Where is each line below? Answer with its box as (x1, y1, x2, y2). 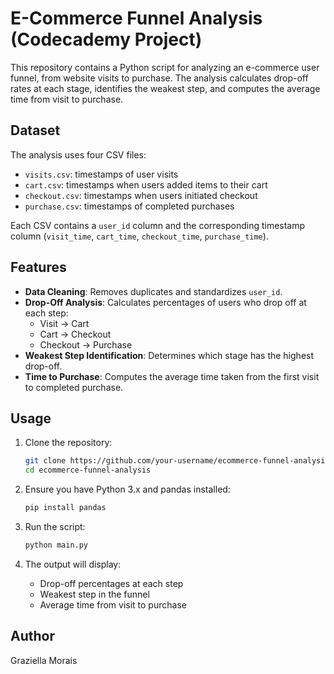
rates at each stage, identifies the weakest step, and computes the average (10, 82, 321, 94)
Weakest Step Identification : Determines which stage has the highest (24, 349, 315, 361)
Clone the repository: (24, 437, 113, 449)
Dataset (10, 122, 61, 139)
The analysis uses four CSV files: (10, 148, 147, 161)
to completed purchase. (24, 381, 124, 393)
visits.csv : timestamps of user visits (24, 168, 179, 180)
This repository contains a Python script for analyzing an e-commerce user (10, 61, 320, 73)
